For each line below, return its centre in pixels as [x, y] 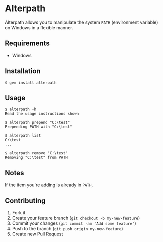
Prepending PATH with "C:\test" [39, 127]
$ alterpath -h [21, 110]
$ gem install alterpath [31, 83]
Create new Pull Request [38, 234]
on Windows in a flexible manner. [39, 27]
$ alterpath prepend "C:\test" [38, 123]
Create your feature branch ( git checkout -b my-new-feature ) [76, 218]
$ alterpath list [23, 136]
